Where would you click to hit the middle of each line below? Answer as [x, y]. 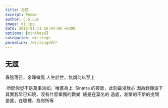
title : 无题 [17, 10]
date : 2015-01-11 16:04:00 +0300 [40, 29]
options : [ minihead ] [27, 33]
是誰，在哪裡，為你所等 [30, 100]
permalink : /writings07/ [31, 43]
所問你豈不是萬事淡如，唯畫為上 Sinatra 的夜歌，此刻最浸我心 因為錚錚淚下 [85, 88]
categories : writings [28, 38]
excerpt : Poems [21, 15]
